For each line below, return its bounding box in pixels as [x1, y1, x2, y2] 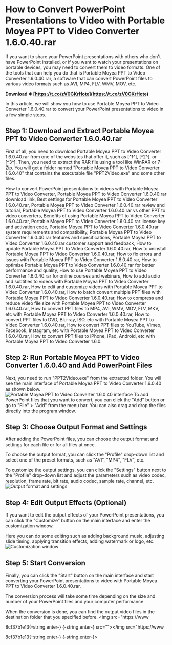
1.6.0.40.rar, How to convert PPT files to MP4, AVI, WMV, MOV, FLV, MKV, [5, 305, 160, 311]
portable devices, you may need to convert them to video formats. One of [5, 64, 160, 70]
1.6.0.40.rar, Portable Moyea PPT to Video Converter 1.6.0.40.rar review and [5, 201, 165, 208]
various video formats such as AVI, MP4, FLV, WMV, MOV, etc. [5, 81, 137, 87]
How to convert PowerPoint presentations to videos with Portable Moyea [5, 185, 159, 191]
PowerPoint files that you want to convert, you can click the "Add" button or [5, 397, 165, 403]
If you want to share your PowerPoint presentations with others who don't [5, 53, 161, 60]
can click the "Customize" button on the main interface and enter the [5, 518, 150, 524]
